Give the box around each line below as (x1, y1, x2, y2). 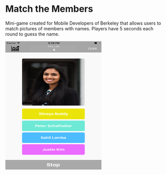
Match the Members (5, 3, 93, 15)
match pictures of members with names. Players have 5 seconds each (5, 25, 154, 31)
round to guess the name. (5, 31, 60, 37)
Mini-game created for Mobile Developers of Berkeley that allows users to (5, 20, 161, 26)
